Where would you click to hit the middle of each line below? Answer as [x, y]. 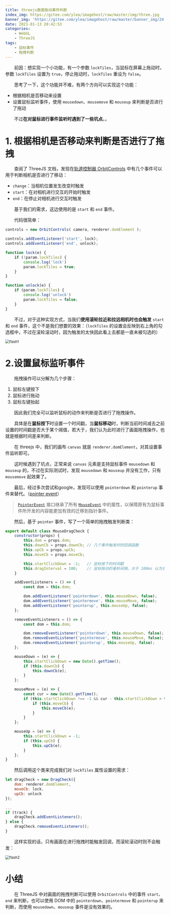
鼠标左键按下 [26, 389]
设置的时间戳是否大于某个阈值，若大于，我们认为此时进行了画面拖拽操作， [83, 429]
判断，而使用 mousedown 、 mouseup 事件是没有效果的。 [60, 907]
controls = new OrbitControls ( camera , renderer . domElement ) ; [73, 230]
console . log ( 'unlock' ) [47, 295]
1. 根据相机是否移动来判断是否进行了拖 [85, 141]
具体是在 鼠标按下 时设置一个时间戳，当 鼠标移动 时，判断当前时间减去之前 [90, 423]
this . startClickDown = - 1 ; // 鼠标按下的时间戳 [74, 564]
